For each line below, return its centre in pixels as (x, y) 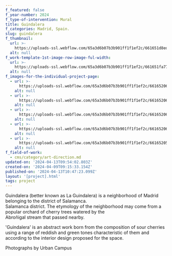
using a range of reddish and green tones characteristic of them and (77, 232)
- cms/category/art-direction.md (46, 157)
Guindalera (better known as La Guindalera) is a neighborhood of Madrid (82, 196)
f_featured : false (25, 10)
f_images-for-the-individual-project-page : (52, 77)
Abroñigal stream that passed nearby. (45, 217)
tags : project (20, 181)
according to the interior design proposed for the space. (64, 238)
